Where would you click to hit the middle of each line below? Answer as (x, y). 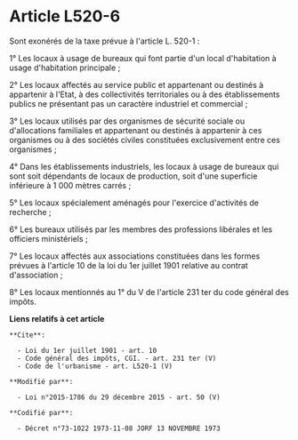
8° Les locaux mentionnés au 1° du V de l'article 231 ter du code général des (149, 292)
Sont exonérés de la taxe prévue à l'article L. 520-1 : (105, 41)
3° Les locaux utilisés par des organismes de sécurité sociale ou (127, 121)
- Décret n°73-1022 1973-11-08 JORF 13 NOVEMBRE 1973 (119, 428)
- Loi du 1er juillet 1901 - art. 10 (87, 350)
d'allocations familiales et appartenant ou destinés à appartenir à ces (136, 130)
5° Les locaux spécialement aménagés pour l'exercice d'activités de (134, 203)
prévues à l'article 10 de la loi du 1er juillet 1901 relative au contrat (129, 265)
